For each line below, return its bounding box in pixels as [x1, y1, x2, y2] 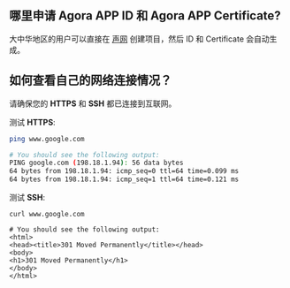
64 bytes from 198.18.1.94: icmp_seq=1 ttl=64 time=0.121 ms [9, 175, 240, 184]
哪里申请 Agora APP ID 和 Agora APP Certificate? [9, 8, 281, 24]
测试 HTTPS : [9, 117, 56, 127]
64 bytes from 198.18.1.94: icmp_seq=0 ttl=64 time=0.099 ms [9, 167, 240, 176]
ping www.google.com [9, 134, 86, 143]
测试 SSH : [9, 193, 46, 202]
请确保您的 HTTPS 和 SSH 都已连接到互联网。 [9, 98, 177, 109]
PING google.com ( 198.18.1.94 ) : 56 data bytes [9, 158, 184, 168]
